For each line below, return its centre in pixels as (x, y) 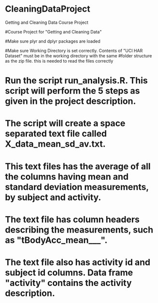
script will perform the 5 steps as (72, 91)
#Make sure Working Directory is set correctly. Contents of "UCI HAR (74, 50)
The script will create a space (65, 124)
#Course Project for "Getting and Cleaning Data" (53, 32)
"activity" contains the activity (68, 283)
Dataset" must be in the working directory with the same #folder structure (79, 56)
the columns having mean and (67, 177)
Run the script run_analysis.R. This (77, 81)
